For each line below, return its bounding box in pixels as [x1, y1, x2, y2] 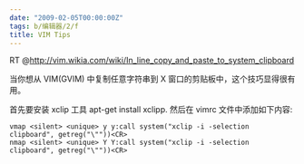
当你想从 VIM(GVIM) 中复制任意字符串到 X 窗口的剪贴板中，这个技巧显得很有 [9, 73, 296, 84]
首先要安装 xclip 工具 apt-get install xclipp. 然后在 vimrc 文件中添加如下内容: [9, 104, 293, 115]
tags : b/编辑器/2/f [9, 22, 79, 31]
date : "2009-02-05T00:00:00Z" [9, 13, 124, 23]
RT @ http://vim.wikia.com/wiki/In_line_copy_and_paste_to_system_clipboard [9, 55, 295, 66]
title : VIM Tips [9, 30, 71, 39]
